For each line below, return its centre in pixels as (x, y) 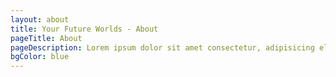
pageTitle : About (46, 38)
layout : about (40, 19)
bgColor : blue (40, 57)
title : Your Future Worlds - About (84, 29)
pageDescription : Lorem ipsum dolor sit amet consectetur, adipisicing (162, 47)
